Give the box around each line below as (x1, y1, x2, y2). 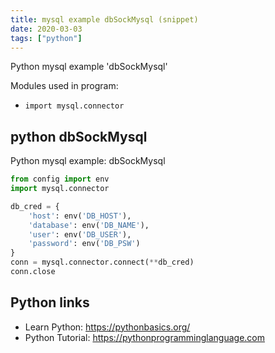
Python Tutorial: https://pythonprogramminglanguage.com (24, 331, 266, 343)
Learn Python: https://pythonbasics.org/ (24, 321, 191, 333)
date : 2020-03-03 (10, 24, 83, 34)
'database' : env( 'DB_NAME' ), (28, 220, 150, 230)
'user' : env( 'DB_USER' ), (28, 229, 132, 240)
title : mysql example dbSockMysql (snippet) (10, 14, 199, 25)
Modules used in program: (10, 80, 119, 92)
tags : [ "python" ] (10, 33, 83, 43)
